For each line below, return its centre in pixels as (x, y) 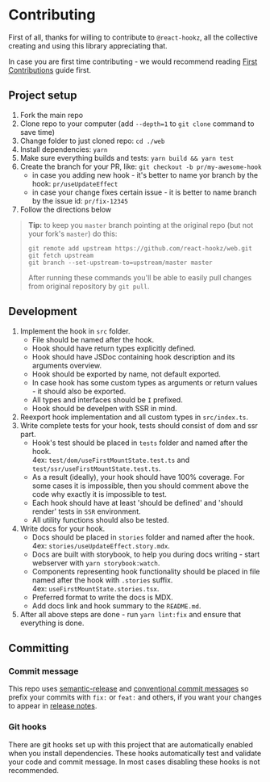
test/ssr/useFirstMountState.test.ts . (96, 468)
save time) (37, 132)
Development (43, 311)
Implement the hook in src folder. (75, 331)
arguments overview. (67, 365)
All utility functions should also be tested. (100, 519)
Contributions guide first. (50, 69)
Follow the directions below (66, 209)
